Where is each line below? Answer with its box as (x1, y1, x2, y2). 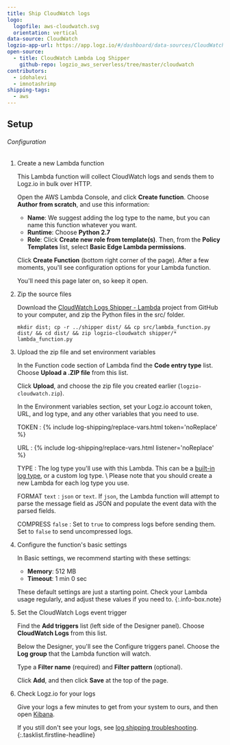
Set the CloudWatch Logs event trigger (16, 608, 127, 617)
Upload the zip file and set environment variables (16, 347, 156, 356)
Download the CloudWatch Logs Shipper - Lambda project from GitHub (16, 303, 218, 311)
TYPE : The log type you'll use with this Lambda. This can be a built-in (16, 464, 216, 472)
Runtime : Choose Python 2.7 (27, 228, 111, 236)
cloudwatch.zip (16, 390, 61, 397)
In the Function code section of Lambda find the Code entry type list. (16, 361, 214, 369)
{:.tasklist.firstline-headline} (16, 731, 96, 739)
